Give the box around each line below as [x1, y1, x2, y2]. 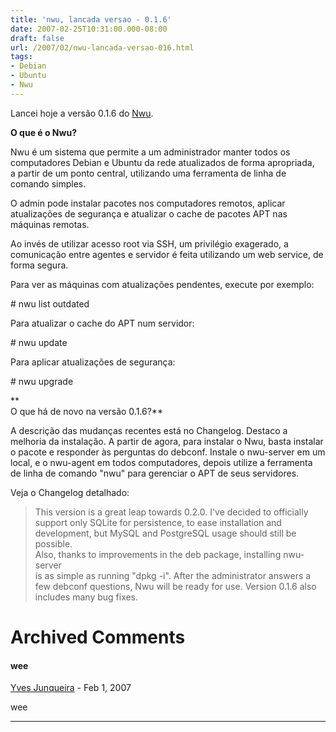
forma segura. [10, 259, 69, 271]
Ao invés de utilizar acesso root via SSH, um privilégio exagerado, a [10, 237, 289, 250]
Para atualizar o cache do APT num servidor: [10, 317, 195, 329]
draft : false [10, 33, 65, 43]
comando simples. [10, 177, 87, 190]
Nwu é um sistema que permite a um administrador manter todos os [10, 146, 291, 158]
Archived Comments [10, 626, 186, 648]
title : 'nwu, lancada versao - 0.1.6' [10, 14, 172, 25]
